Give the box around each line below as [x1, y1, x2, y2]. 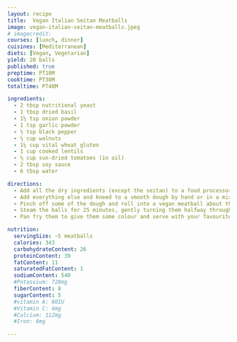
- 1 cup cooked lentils [13, 148, 83, 155]
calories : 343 [13, 239, 55, 246]
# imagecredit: [7, 30, 52, 37]
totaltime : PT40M [7, 83, 59, 90]
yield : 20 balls [7, 57, 55, 64]
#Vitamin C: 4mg [13, 305, 61, 312]
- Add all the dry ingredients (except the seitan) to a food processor [13, 187, 232, 194]
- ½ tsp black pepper [13, 128, 78, 135]
